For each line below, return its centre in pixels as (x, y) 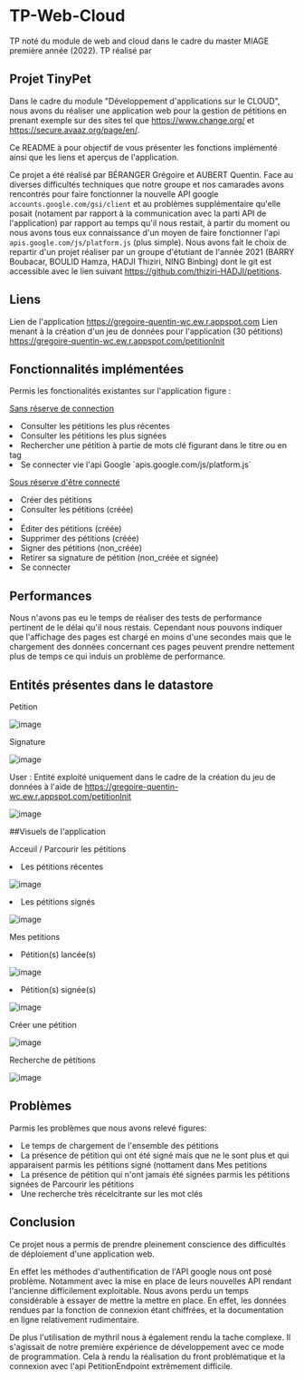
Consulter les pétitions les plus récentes (95, 426)
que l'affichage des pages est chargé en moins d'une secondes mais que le (151, 637)
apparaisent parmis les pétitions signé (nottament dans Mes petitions (138, 1165)
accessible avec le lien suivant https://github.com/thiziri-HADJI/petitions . (146, 271)
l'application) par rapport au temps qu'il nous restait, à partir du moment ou (150, 222)
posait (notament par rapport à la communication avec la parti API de (138, 213)
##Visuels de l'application (58, 832)
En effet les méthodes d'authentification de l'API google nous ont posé (141, 1271)
